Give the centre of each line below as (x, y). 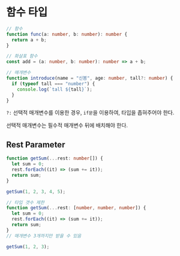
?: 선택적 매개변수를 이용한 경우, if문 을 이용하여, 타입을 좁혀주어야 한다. (90, 113)
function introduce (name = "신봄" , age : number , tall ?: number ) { (90, 79)
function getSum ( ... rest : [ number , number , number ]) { (76, 208)
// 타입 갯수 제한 (25, 202)
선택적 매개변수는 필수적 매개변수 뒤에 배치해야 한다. (67, 125)
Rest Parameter (36, 144)
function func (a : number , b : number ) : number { (67, 34)
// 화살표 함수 (22, 56)
